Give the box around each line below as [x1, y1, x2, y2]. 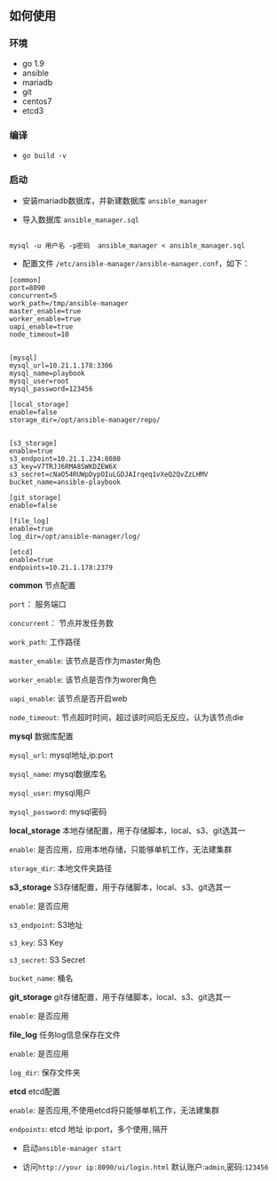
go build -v [21, 151, 67, 160]
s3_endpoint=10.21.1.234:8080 [9, 455, 122, 464]
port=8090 [9, 283, 46, 293]
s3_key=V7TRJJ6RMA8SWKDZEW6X [9, 463, 117, 472]
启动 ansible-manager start [21, 1143, 123, 1153]
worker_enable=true [9, 314, 82, 324]
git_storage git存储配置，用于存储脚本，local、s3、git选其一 [9, 992, 231, 1003]
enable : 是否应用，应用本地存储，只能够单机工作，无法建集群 [9, 844, 233, 855]
